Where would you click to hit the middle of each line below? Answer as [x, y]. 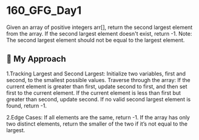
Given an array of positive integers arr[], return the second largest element [99, 27]
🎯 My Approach [36, 59]
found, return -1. [27, 106]
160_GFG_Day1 [44, 11]
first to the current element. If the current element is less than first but [93, 93]
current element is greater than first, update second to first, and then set [97, 86]
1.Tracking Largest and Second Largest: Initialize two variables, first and [96, 74]
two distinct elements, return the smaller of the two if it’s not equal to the [97, 124]
